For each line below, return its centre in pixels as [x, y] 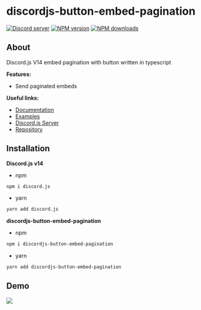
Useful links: [23, 98]
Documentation [35, 110]
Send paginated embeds [46, 86]
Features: [19, 74]
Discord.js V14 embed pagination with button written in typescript [89, 62]
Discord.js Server [37, 123]
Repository [29, 129]
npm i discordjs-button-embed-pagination [60, 244]
